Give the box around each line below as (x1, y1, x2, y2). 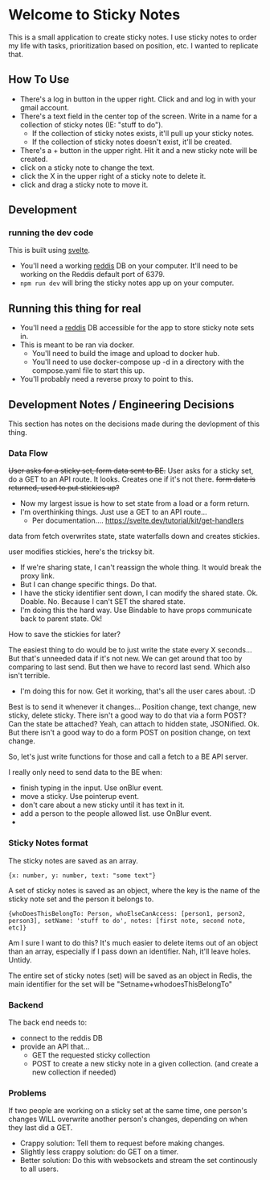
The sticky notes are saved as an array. (8, 855, 138, 865)
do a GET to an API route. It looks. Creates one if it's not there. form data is (8, 474, 256, 484)
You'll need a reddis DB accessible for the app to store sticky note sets (19, 323, 255, 333)
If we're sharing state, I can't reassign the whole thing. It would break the (19, 562, 262, 573)
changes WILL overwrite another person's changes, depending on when (8, 1114, 247, 1124)
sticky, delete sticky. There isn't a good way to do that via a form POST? (8, 710, 247, 720)
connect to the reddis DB (19, 1033, 103, 1042)
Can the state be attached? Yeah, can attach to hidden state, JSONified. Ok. (8, 719, 260, 729)
